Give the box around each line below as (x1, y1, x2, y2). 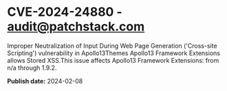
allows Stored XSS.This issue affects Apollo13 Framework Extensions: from (7, 56, 219, 64)
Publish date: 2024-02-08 (7, 77, 83, 85)
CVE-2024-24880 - (7, 4, 122, 20)
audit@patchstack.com (7, 19, 145, 34)
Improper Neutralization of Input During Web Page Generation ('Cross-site (7, 41, 218, 50)
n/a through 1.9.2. (7, 63, 57, 72)
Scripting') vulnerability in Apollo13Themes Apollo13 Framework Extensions (7, 49, 220, 57)
